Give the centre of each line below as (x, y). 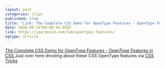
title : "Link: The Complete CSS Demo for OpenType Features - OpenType (80, 23)
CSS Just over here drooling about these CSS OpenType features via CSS (80, 55)
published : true (22, 18)
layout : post (18, 9)
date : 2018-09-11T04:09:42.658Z (38, 28)
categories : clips (24, 14)
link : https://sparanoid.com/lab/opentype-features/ (60, 32)
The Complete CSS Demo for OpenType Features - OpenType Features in (79, 50)
